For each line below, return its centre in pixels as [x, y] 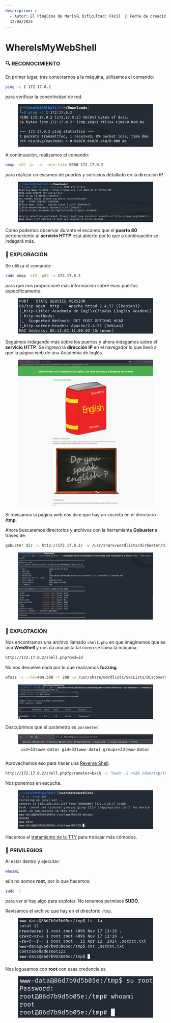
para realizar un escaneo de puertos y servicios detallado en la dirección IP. [85, 174]
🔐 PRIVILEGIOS [24, 850]
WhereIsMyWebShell [51, 47]
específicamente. [23, 291]
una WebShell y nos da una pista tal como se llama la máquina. [72, 648]
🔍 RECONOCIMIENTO [33, 64]
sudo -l [13, 891]
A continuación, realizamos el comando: [47, 155]
